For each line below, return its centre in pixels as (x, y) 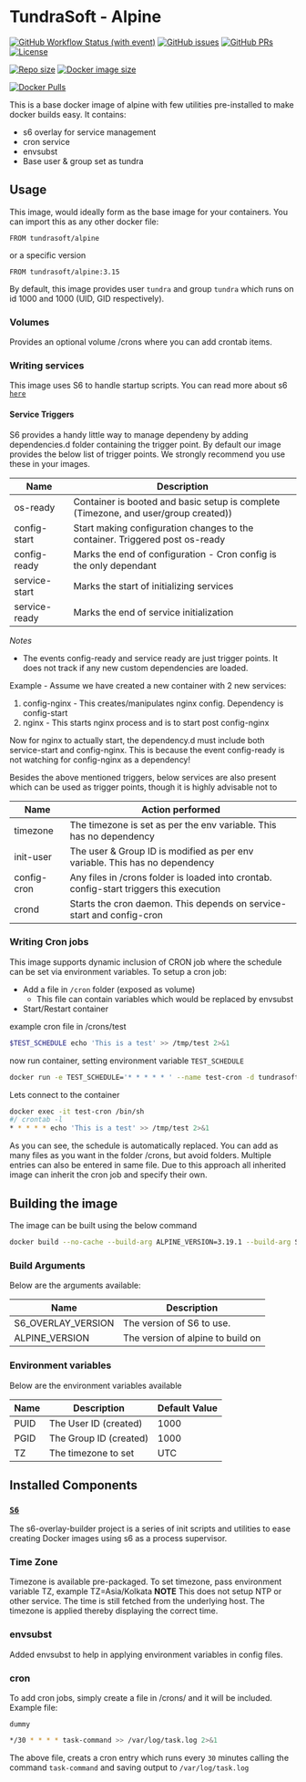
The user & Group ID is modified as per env (162, 851)
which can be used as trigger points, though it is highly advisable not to (143, 787)
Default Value (188, 1408)
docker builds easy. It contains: (68, 114)
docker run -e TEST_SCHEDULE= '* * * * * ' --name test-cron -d (132, 1077)
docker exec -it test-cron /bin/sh (77, 1111)
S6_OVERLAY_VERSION (64, 1323)
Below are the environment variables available (96, 1385)
